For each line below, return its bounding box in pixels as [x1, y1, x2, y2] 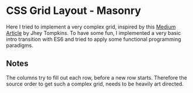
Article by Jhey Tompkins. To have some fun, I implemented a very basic [6, 29, 181, 36]
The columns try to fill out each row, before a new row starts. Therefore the [6, 74, 187, 81]
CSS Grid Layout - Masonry [6, 4, 142, 17]
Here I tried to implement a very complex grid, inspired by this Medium [6, 23, 176, 30]
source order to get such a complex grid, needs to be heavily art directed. [6, 80, 184, 87]
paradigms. [6, 42, 33, 49]
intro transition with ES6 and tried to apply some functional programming [6, 35, 181, 42]
